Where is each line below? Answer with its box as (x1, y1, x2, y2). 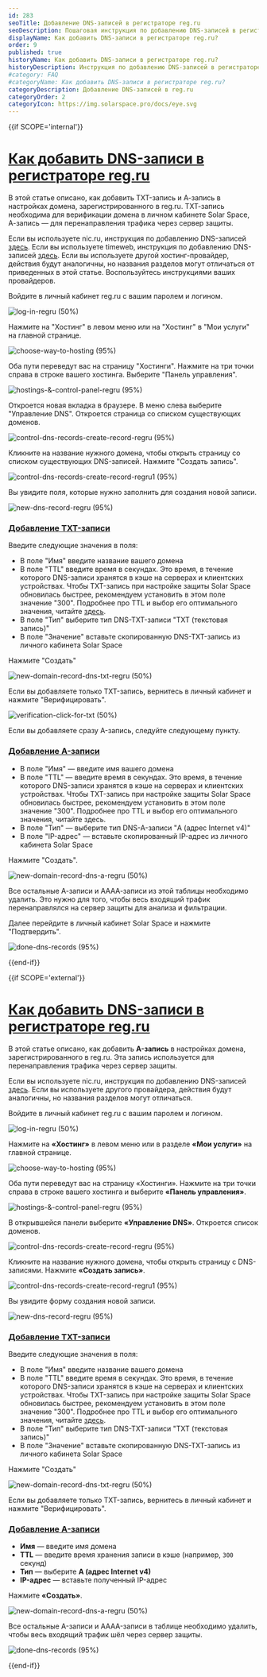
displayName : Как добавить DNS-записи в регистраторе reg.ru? (8, 33, 219, 42)
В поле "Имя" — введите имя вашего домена (19, 763, 175, 773)
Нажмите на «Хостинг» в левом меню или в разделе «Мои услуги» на (8, 1139, 253, 1149)
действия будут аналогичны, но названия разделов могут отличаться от (8, 259, 255, 269)
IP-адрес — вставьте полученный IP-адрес (19, 1575, 168, 1585)
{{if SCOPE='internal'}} (8, 122, 83, 132)
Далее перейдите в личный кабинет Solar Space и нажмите (8, 918, 211, 928)
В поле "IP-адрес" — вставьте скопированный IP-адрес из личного (19, 831, 249, 840)
